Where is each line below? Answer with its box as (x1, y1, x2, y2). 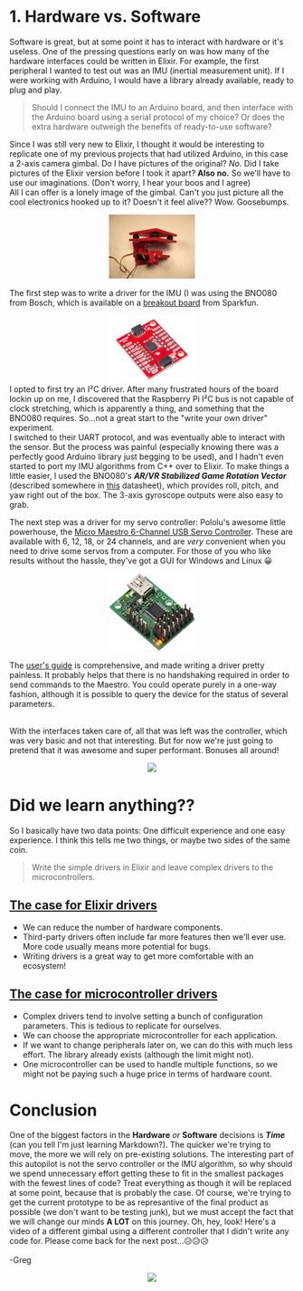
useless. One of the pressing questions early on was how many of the (9, 45, 270, 56)
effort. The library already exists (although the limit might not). (22, 1048, 255, 1060)
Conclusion (9, 1100, 98, 1120)
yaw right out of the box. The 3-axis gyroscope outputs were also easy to (9, 489, 283, 500)
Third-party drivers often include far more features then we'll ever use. (22, 931, 287, 942)
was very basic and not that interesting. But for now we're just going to (9, 735, 273, 746)
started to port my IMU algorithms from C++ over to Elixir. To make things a (9, 460, 289, 472)
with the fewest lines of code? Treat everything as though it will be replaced (9, 1178, 292, 1189)
